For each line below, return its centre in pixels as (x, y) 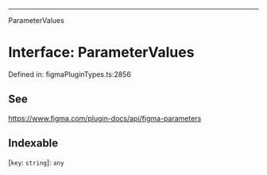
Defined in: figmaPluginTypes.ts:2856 (70, 74)
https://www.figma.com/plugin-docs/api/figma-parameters (105, 118)
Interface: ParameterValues (101, 53)
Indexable (33, 143)
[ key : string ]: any (37, 162)
